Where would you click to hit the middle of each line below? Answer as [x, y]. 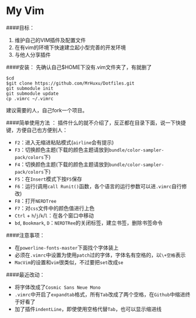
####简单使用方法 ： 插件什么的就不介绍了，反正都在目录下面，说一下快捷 [96, 122]
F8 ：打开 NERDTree [35, 201]
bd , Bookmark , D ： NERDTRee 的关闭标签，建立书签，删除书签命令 [88, 223]
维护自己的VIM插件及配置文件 [50, 40]
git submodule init [30, 88]
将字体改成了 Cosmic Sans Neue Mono [58, 287]
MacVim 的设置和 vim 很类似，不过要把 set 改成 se [69, 262]
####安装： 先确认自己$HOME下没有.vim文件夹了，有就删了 [79, 67]
